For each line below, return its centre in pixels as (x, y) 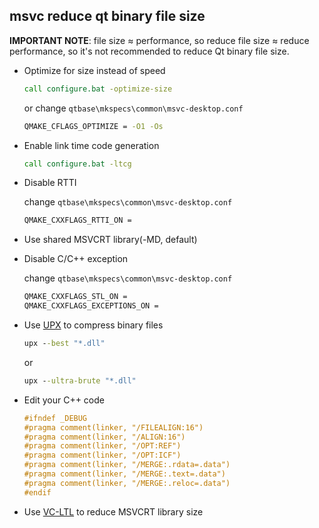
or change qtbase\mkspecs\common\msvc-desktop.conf (133, 108)
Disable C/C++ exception (76, 259)
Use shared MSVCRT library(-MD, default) (110, 240)
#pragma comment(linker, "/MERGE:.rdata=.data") (127, 465)
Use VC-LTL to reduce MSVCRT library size (113, 511)
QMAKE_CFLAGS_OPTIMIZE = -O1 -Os (93, 126)
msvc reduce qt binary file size (107, 16)
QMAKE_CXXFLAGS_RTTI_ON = (77, 220)
